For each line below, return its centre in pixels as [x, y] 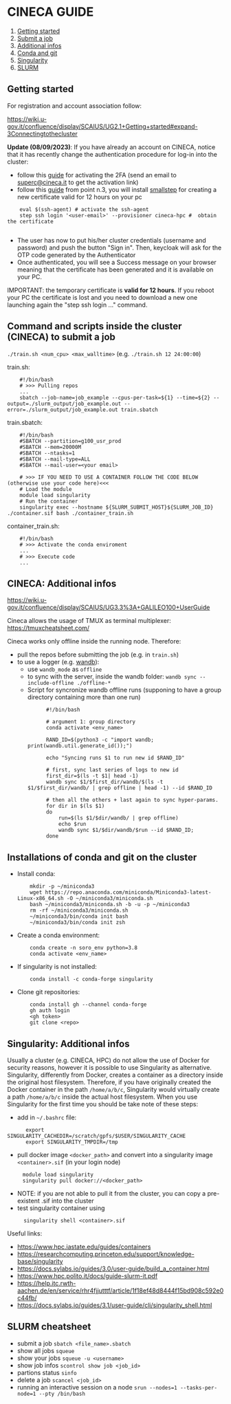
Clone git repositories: [48, 992]
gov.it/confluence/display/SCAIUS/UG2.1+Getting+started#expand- [102, 126]
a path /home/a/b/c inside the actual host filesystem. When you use [102, 1097]
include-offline [51, 683]
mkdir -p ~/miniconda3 [62, 887]
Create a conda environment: [58, 935]
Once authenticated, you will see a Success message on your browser [117, 262]
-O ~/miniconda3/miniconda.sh [110, 899]
